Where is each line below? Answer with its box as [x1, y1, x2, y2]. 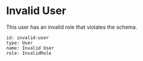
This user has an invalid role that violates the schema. [6, 23, 138, 30]
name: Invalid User [6, 45, 55, 51]
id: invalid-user [6, 35, 49, 40]
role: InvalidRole [6, 50, 52, 56]
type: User [6, 40, 33, 46]
